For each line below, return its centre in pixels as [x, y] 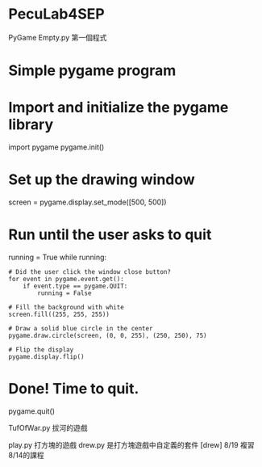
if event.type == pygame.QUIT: [75, 286]
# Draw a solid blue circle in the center [81, 328]
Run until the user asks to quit [110, 235]
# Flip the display [41, 349]
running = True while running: [58, 257]
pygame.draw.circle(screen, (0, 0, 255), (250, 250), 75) [108, 335]
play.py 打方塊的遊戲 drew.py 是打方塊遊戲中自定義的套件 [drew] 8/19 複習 [132, 444]
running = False [64, 293]
